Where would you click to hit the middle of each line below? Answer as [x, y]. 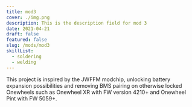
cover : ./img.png [28, 17]
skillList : [20, 51]
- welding [24, 62]
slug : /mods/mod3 [28, 46]
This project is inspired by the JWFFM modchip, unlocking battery [88, 79]
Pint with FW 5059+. [32, 98]
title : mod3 [21, 12]
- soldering [27, 57]
